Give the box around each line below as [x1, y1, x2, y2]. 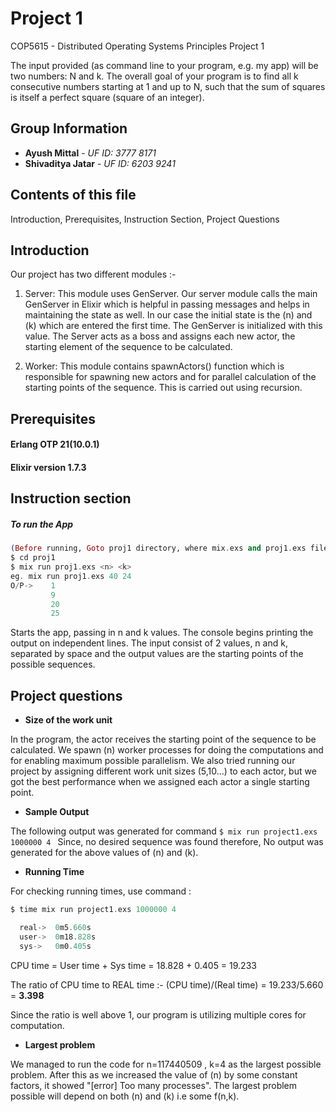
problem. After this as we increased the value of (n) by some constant [10, 1068, 298, 1081]
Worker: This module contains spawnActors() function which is [24, 360, 285, 372]
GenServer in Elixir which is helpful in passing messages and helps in [24, 298, 310, 311]
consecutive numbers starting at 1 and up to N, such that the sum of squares [10, 80, 326, 92]
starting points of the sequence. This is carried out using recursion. [24, 382, 303, 394]
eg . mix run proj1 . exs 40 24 [10, 571, 132, 581]
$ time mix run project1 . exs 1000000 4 [10, 905, 177, 915]
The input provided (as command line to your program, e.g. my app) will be [10, 59, 319, 71]
